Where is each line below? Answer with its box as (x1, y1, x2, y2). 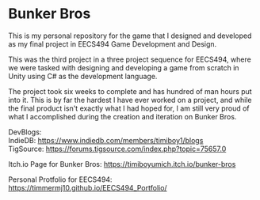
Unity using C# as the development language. (8, 71, 158, 81)
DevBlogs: (8, 127, 42, 137)
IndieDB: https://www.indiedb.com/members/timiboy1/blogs (8, 135, 204, 145)
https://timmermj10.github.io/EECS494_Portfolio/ (8, 183, 168, 192)
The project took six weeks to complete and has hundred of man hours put (8, 86, 252, 96)
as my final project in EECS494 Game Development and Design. (8, 39, 217, 48)
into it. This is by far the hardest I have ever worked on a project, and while (8, 95, 252, 104)
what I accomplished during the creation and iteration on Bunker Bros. (8, 111, 237, 121)
